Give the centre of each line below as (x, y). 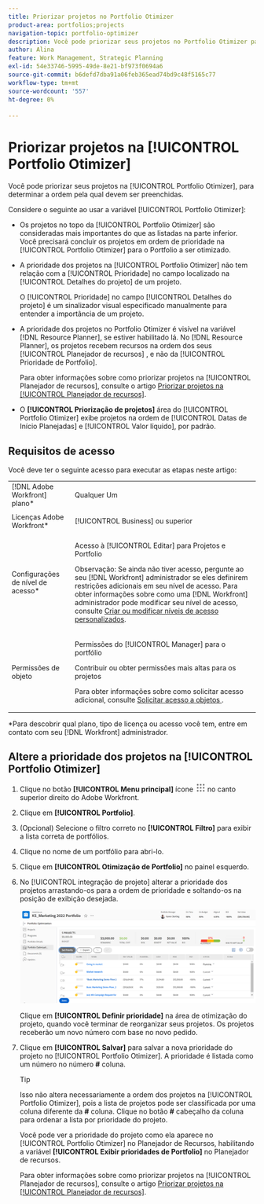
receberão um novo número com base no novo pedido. (108, 1032)
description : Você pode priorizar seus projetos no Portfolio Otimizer (128, 42)
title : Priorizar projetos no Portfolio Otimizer (91, 17)
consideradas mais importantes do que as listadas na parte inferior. (128, 233)
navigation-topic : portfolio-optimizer (73, 33)
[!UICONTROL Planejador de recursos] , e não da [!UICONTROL (122, 354)
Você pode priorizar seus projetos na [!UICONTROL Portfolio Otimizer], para (131, 186)
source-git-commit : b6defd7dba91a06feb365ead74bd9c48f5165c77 (112, 75)
